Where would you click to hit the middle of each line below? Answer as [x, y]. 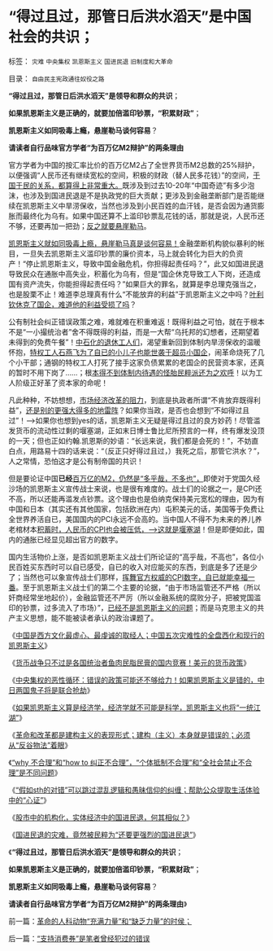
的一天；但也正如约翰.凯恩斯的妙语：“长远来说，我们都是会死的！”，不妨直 [134, 440]
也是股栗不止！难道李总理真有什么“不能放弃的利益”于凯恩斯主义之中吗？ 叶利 [136, 294]
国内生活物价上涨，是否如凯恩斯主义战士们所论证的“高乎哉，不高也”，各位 [133, 557]
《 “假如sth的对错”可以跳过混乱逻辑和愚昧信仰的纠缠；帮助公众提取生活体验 [134, 790]
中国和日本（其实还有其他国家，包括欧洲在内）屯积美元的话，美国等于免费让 [136, 509]
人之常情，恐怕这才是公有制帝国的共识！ [76, 461]
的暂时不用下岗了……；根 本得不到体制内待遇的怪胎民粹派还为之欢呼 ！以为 [132, 372]
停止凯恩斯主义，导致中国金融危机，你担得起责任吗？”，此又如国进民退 [145, 263]
